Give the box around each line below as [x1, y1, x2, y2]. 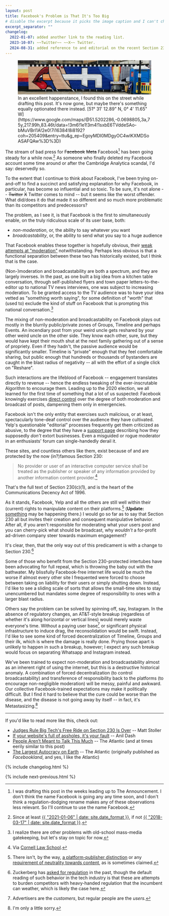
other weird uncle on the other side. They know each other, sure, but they [5, 332, 158, 339]
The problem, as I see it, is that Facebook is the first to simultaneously [5, 212, 150, 218]
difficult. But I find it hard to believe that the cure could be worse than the [5, 691, 157, 697]
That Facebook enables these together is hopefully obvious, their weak [5, 243, 152, 249]
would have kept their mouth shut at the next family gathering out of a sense [5, 338, 163, 344]
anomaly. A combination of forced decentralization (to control [5, 670, 133, 676]
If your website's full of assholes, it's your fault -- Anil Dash [12, 733, 136, 739]
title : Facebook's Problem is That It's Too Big [5, 13, 109, 19]
